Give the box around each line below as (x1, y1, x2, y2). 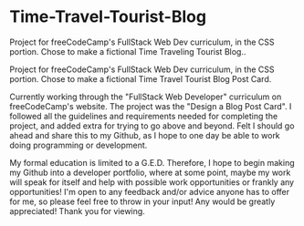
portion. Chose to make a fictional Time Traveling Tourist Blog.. (9, 46, 246, 56)
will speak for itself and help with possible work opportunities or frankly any (9, 176, 295, 188)
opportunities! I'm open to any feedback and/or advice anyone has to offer (9, 186, 290, 197)
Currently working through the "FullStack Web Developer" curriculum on (9, 91, 282, 102)
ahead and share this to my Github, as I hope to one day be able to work (9, 129, 280, 140)
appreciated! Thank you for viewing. (9, 205, 146, 216)
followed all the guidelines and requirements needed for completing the (9, 110, 278, 121)
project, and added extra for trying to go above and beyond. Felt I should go (9, 120, 295, 131)
